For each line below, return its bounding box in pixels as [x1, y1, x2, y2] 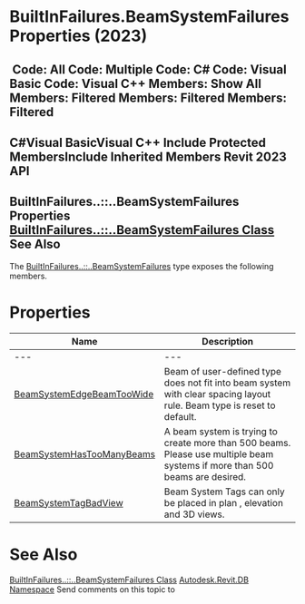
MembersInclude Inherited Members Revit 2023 [9, 149, 288, 164]
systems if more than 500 [163, 459, 274, 472]
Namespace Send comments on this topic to [9, 583, 175, 595]
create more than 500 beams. [163, 436, 291, 449]
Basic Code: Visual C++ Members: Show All [9, 75, 261, 92]
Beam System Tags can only [163, 485, 285, 498]
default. [163, 410, 197, 423]
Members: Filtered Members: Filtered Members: [9, 90, 288, 105]
